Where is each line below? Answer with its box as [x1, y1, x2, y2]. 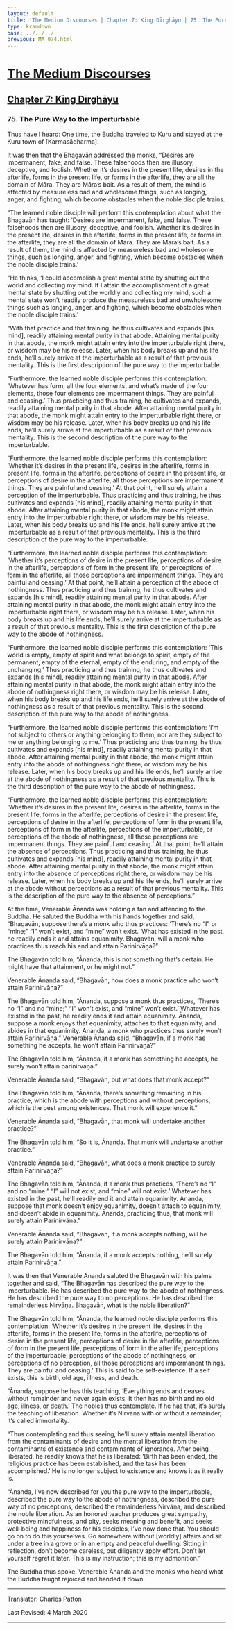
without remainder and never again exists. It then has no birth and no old [7, 1395, 215, 1402]
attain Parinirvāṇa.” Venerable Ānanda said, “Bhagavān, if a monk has [7, 1034, 206, 1042]
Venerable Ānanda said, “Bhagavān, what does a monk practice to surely [7, 1159, 216, 1167]
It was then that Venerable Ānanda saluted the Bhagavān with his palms [7, 1272, 212, 1279]
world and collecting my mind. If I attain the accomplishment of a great [7, 281, 209, 289]
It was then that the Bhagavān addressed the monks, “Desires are [7, 151, 195, 159]
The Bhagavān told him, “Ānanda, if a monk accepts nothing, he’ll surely [7, 1251, 213, 1259]
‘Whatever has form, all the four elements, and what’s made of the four [7, 382, 209, 389]
